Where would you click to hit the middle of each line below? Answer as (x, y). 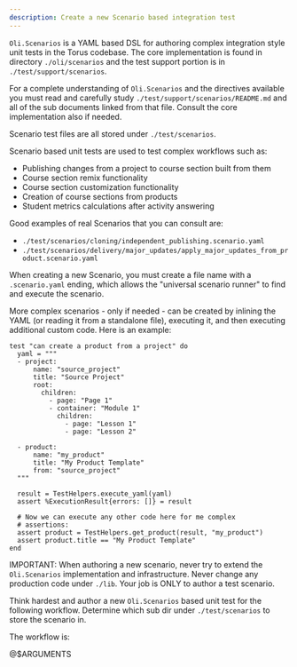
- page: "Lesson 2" (101, 432)
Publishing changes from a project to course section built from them (147, 168)
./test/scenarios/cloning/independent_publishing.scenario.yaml (143, 241)
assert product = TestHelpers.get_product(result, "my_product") (141, 532)
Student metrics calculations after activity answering (118, 206)
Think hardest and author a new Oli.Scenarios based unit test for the (136, 600)
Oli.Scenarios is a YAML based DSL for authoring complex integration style (147, 43)
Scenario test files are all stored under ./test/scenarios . (113, 133)
